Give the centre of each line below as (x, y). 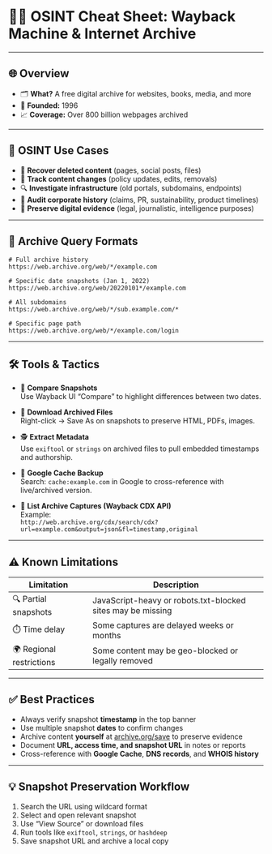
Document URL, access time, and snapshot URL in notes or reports (133, 745)
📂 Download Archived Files (66, 412)
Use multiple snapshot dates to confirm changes (102, 727)
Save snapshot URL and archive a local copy (94, 841)
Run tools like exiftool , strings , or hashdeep (93, 832)
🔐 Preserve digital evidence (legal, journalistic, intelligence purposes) (137, 208)
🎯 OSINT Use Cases (59, 150)
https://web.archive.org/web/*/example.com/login (94, 331)
